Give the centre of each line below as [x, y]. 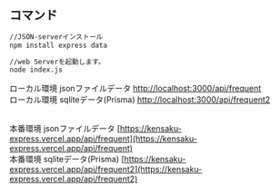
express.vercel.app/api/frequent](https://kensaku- [104, 139]
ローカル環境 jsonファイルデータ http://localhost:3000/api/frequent [135, 89]
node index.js [36, 70]
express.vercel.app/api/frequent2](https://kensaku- [106, 169]
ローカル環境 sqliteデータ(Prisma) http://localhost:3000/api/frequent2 [140, 100]
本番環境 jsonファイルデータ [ [65, 129]
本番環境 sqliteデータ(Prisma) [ [67, 159]
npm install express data [58, 45]
